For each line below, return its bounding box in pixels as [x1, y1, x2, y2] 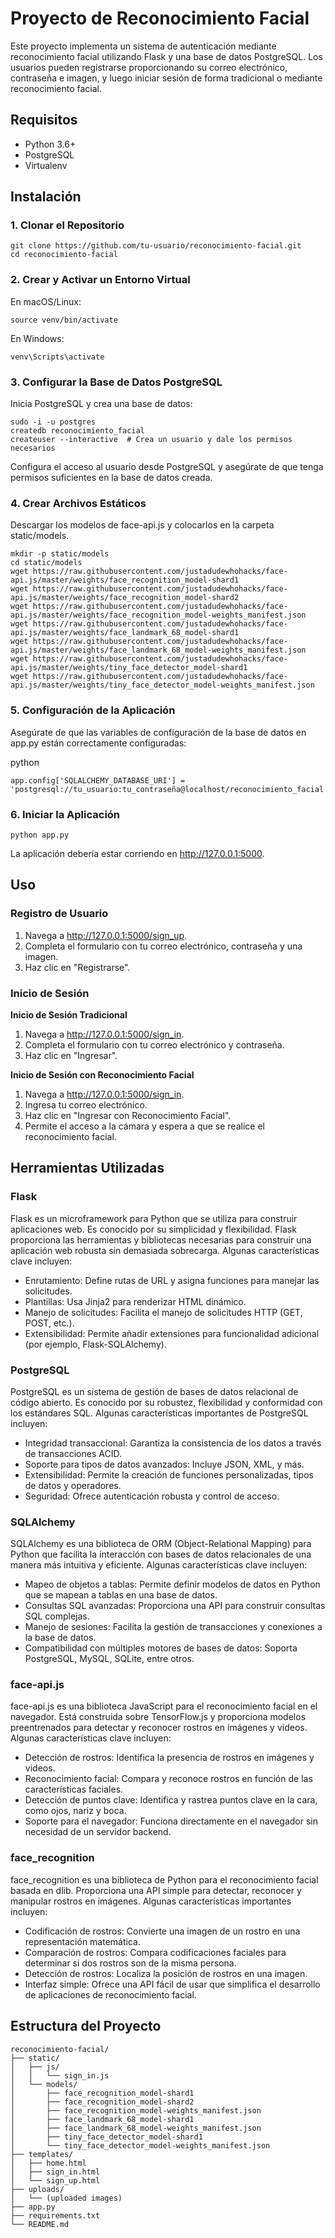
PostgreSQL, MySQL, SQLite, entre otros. [24, 1653, 195, 1665]
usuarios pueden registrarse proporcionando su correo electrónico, [10, 61, 288, 73]
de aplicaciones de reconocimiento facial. [24, 1988, 197, 2001]
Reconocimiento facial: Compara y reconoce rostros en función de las [24, 1773, 313, 1785]
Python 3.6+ [24, 138, 77, 150]
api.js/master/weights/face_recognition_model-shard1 [10, 575, 240, 586]
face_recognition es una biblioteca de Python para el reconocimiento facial [10, 1873, 319, 1886]
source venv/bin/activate [10, 315, 118, 325]
